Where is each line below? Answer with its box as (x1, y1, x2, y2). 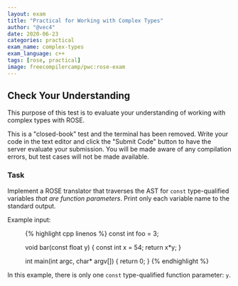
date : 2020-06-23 (7, 30, 59, 38)
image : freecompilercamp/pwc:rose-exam (7, 63, 126, 70)
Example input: (7, 215, 51, 224)
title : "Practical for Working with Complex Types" (7, 17, 163, 24)
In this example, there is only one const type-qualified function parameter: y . (7, 270, 231, 279)
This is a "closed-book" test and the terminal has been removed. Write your (7, 129, 229, 139)
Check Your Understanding (7, 90, 130, 102)
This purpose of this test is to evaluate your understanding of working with (7, 108, 226, 117)
